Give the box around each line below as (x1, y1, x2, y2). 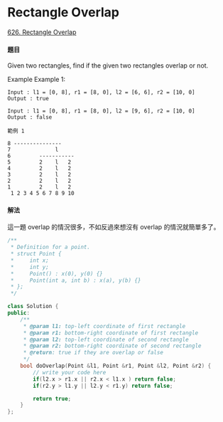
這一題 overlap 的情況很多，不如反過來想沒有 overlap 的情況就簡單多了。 (7, 223, 220, 231)
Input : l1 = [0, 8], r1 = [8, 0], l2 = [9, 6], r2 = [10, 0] (7, 107, 195, 115)
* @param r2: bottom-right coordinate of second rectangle (23, 342, 202, 349)
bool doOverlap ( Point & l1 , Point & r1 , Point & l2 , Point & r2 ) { (20, 362, 212, 370)
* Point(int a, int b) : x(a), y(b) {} (10, 277, 141, 284)
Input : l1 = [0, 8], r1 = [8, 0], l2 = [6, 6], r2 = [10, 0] (7, 89, 195, 96)
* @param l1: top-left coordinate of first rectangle (23, 322, 186, 329)
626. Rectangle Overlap (7, 28, 77, 36)
